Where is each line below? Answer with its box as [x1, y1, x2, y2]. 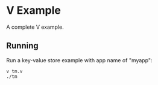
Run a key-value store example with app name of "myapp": [6, 56, 153, 63]
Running [6, 41, 39, 51]
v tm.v [6, 68, 23, 74]
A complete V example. [6, 23, 65, 31]
